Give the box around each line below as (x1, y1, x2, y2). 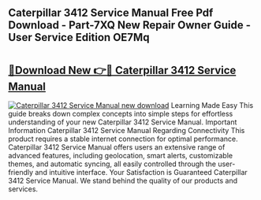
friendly (8, 168, 34, 176)
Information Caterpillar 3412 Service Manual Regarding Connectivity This (8, 126, 245, 135)
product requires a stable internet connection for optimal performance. (8, 134, 238, 143)
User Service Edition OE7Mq (8, 31, 150, 44)
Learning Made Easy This (170, 101, 254, 109)
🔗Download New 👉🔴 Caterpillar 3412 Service (8, 63, 237, 77)
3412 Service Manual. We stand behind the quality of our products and (8, 176, 238, 185)
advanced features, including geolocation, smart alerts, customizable (8, 151, 233, 160)
